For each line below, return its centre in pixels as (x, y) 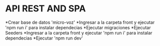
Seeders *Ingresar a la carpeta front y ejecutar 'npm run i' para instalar (79, 33)
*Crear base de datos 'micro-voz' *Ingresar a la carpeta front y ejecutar (80, 22)
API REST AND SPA (46, 9)
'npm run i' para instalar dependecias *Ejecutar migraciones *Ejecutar (78, 27)
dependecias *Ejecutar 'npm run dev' (44, 38)
